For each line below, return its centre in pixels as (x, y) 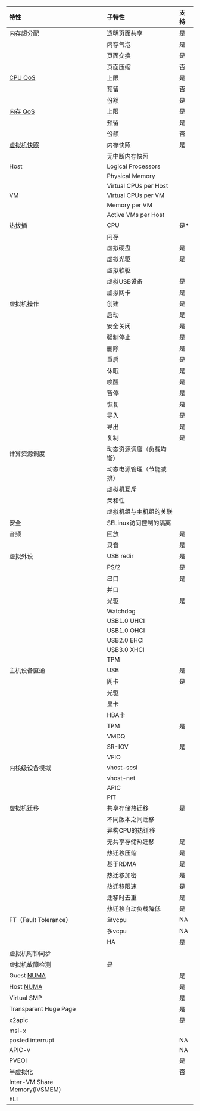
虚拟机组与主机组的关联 (140, 512)
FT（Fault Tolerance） (40, 920)
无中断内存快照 (128, 156)
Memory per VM (130, 205)
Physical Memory (131, 176)
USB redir (120, 556)
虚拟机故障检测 (30, 965)
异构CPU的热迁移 (131, 831)
